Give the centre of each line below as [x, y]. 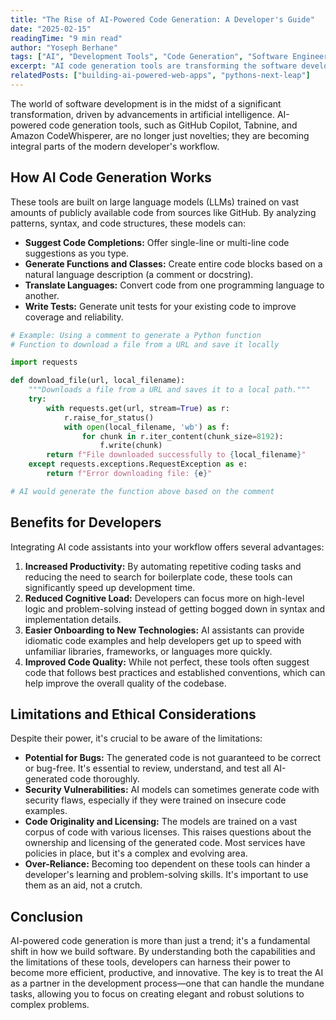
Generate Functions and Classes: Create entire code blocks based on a [173, 263]
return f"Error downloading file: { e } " [129, 474]
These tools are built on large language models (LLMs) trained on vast [155, 202]
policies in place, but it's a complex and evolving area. [136, 853]
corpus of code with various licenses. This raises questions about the [168, 832]
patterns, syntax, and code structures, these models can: [128, 223]
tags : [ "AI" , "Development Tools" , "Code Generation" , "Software [149, 57]
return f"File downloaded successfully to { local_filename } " [176, 455]
